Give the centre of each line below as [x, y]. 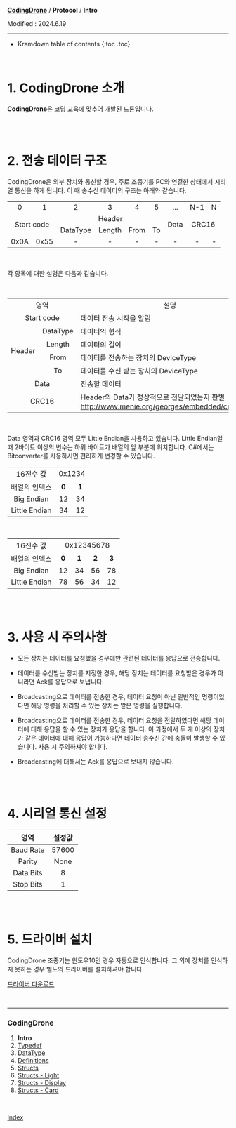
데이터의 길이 [101, 345]
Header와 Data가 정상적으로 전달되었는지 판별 [153, 397]
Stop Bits [28, 884]
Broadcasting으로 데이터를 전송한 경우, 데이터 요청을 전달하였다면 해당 [114, 720]
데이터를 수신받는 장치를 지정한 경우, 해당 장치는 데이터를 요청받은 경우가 [117, 672]
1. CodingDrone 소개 [66, 88]
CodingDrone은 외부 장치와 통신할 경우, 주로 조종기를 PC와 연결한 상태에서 [110, 181]
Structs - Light [38, 1075]
